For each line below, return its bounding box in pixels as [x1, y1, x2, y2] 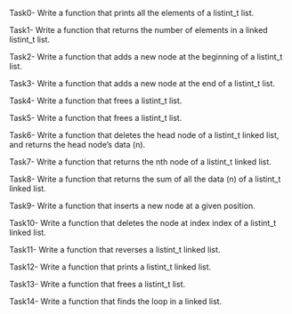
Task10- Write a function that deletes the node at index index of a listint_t [9, 218, 277, 228]
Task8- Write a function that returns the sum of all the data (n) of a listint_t [9, 173, 281, 184]
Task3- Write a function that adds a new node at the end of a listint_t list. [9, 78, 276, 88]
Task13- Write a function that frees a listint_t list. [9, 279, 186, 289]
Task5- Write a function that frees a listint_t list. [9, 113, 182, 123]
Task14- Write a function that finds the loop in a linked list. [9, 296, 223, 306]
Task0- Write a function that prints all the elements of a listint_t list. [9, 8, 255, 18]
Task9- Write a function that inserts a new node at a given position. [9, 200, 255, 211]
